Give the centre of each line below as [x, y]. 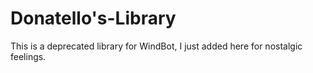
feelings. [28, 56]
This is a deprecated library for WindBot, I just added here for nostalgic [156, 46]
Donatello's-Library [93, 18]
